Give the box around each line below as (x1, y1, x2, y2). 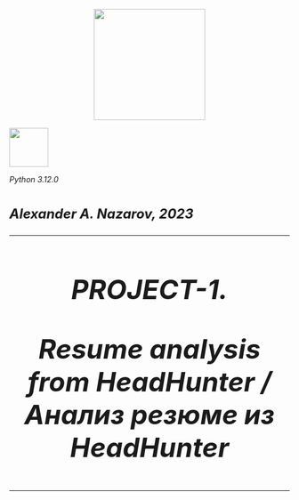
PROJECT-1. (70, 272, 229, 307)
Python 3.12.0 (9, 174, 60, 184)
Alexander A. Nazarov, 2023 (9, 206, 194, 222)
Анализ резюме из (24, 398, 275, 431)
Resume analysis (38, 332, 261, 367)
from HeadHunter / (27, 365, 272, 399)
